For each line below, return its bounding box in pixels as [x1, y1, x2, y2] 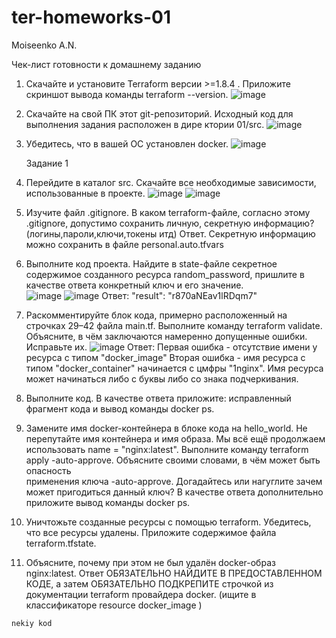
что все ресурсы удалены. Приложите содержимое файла [25, 526, 277, 538]
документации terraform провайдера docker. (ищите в [25, 588, 257, 600]
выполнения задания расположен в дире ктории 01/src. [25, 118, 265, 130]
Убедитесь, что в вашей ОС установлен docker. [25, 137, 229, 150]
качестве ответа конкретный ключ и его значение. [25, 279, 244, 291]
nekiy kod [11, 618, 53, 628]
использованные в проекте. [25, 187, 146, 199]
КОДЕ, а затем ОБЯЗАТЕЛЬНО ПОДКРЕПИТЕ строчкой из [25, 577, 274, 590]
